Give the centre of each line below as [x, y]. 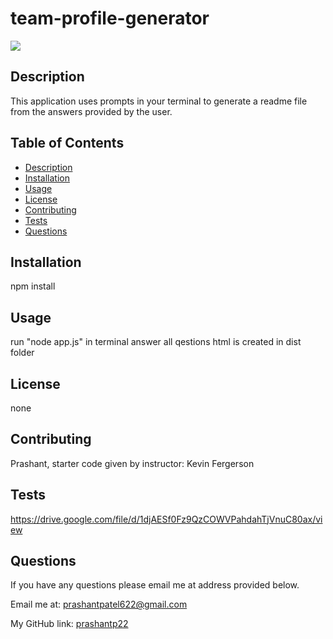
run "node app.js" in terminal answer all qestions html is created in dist [156, 342]
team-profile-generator [110, 18]
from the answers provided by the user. [91, 111]
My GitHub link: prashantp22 [69, 624]
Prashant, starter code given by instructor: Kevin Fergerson [132, 463]
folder [22, 353]
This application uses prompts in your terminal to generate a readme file [159, 101]
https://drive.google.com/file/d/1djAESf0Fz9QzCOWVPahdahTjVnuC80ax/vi [166, 519]
